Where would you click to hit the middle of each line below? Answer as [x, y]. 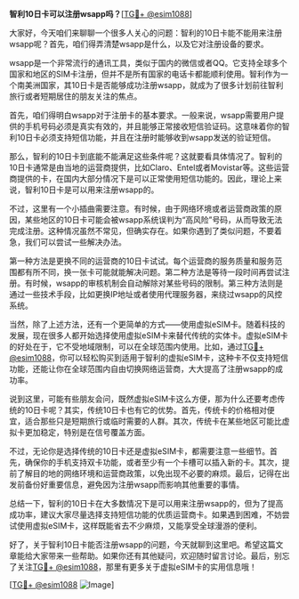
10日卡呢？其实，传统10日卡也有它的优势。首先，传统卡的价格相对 [146, 410]
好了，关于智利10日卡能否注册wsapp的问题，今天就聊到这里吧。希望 [135, 545]
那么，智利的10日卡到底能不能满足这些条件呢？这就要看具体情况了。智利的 [146, 156]
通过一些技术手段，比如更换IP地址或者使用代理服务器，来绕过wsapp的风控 [146, 294]
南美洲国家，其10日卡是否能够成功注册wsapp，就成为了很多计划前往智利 [150, 85]
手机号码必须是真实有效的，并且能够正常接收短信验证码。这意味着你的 [153, 126]
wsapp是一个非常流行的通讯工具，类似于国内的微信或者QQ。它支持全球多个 [148, 63]
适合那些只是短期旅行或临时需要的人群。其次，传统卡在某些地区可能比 [153, 421]
